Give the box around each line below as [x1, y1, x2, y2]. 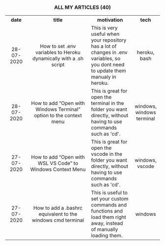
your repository [91, 37, 127, 44]
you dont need [91, 61, 125, 68]
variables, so [91, 55, 121, 62]
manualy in [91, 73, 116, 80]
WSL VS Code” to [37, 160, 79, 167]
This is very [91, 24, 118, 31]
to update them [91, 68, 126, 74]
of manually [91, 226, 118, 233]
